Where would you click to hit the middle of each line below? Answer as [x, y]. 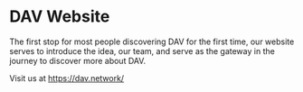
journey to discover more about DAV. [78, 60]
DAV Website [60, 17]
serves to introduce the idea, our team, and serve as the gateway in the [142, 51]
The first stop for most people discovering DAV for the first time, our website [152, 41]
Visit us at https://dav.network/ [67, 78]
